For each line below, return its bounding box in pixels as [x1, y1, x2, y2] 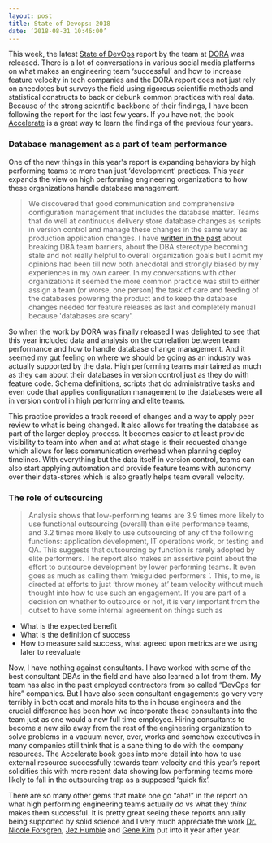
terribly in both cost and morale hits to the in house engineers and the [8, 697, 242, 707]
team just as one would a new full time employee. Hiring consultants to [8, 714, 245, 724]
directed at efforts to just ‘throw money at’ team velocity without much [28, 579, 264, 589]
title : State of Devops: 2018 [8, 19, 111, 28]
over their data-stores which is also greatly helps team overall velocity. [8, 472, 245, 482]
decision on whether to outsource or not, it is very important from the [28, 596, 260, 606]
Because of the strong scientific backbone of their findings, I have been [8, 101, 248, 110]
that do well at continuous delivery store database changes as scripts [28, 216, 261, 226]
